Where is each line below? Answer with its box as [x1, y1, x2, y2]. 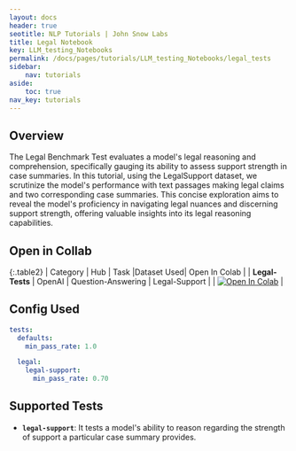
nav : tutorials [25, 71, 82, 80]
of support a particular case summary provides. [21, 432, 197, 442]
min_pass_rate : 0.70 [32, 374, 109, 384]
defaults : [17, 333, 53, 342]
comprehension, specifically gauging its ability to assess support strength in [9, 161, 288, 172]
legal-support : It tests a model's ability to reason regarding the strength [21, 422, 285, 432]
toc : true [25, 87, 62, 96]
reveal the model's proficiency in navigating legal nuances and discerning [9, 198, 278, 209]
